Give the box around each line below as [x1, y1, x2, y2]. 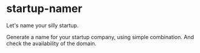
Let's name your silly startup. [6, 22, 79, 29]
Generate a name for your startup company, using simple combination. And [6, 33, 194, 40]
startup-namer [6, 2, 83, 16]
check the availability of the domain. [6, 40, 97, 47]
